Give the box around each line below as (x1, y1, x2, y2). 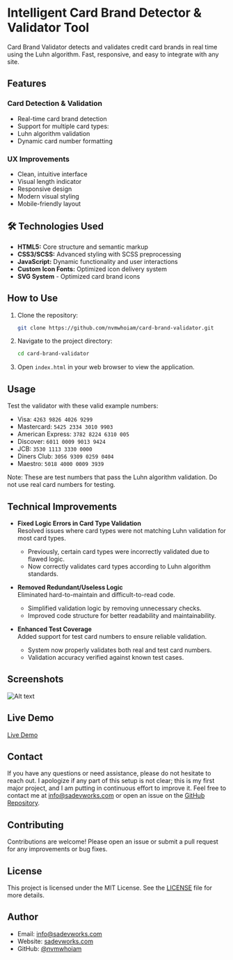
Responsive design (17, 185, 72, 193)
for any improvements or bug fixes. (7, 845, 108, 853)
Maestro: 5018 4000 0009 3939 (17, 460, 104, 468)
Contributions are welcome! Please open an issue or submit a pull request (7, 837, 219, 846)
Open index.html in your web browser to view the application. (17, 363, 195, 371)
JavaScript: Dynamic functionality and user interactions (17, 257, 179, 265)
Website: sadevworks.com (17, 937, 94, 945)
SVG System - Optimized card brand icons (17, 272, 140, 280)
